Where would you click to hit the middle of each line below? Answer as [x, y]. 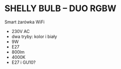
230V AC [21, 31]
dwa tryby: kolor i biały [34, 36]
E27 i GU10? [23, 62]
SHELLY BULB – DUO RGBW [60, 9]
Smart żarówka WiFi [24, 22]
